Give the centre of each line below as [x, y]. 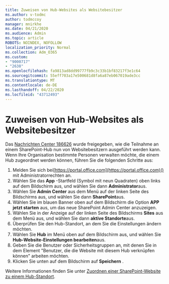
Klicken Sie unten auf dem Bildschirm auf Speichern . [68, 261]
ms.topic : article [24, 38]
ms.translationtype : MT [30, 80]
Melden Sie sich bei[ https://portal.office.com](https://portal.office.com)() [88, 170]
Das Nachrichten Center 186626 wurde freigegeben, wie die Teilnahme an [82, 144]
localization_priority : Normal [38, 48]
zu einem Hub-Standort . [30, 276]
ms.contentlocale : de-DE [31, 85]
